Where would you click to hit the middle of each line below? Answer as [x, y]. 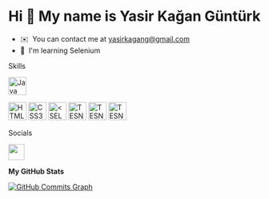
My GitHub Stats [36, 171]
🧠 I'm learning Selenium [60, 50]
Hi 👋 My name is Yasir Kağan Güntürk [134, 16]
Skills [17, 66]
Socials [20, 133]
